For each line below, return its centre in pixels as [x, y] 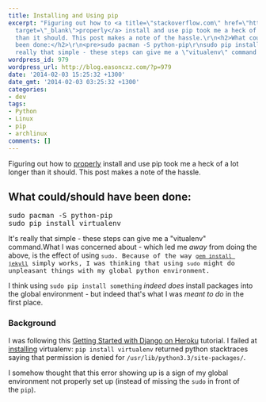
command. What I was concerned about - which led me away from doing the [133, 247]
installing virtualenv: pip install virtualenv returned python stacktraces [128, 349]
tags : [17, 104]
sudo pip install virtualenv [65, 224]
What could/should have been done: [100, 196]
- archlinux [28, 133]
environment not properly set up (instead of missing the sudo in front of [124, 381]
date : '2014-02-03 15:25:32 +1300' [67, 75]
